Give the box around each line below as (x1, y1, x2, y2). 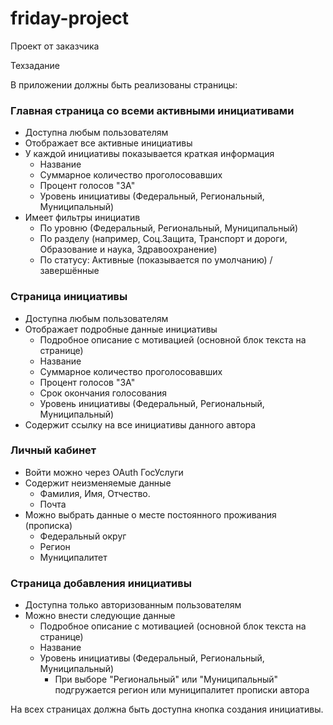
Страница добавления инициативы (10, 576, 192, 590)
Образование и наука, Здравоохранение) (39, 243, 218, 256)
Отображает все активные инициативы (24, 137, 193, 149)
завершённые (39, 265, 100, 277)
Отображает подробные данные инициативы (24, 323, 218, 335)
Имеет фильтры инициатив (24, 212, 141, 224)
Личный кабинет (10, 443, 97, 457)
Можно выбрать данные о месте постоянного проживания (24, 508, 277, 521)
